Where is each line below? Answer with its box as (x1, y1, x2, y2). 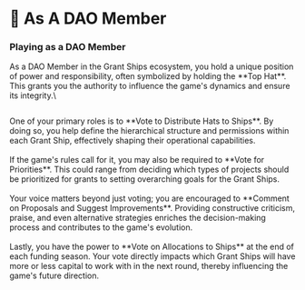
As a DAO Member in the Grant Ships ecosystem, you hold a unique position (9, 61, 294, 72)
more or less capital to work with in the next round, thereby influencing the (9, 261, 289, 272)
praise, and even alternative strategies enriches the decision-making (9, 213, 266, 224)
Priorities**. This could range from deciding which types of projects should (9, 164, 290, 175)
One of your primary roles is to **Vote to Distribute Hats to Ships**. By (9, 115, 274, 126)
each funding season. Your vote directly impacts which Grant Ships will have (9, 251, 296, 262)
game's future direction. (9, 270, 100, 281)
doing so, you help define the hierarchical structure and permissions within (9, 125, 290, 136)
